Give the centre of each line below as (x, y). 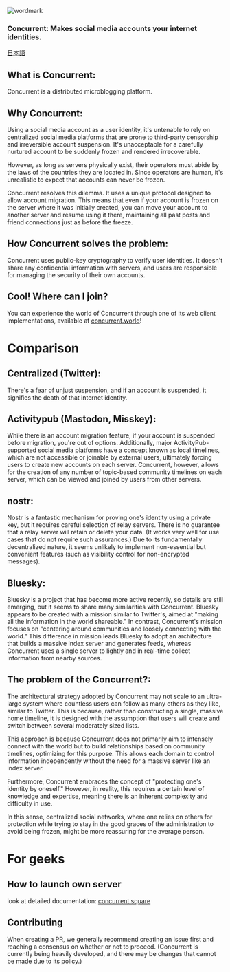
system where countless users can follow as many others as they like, (122, 703)
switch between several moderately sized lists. (73, 725)
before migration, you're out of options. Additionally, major (90, 443)
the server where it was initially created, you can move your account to (107, 207)
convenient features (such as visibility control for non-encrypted (99, 554)
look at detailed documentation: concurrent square (79, 900)
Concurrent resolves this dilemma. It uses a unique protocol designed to (109, 193)
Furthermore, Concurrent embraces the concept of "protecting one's (104, 781)
